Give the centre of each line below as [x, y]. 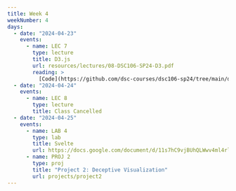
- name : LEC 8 [47, 99]
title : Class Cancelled [67, 111]
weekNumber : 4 [28, 20]
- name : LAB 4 [47, 131]
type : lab [47, 137]
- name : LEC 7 [47, 46]
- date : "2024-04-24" [45, 85]
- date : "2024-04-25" [45, 118]
